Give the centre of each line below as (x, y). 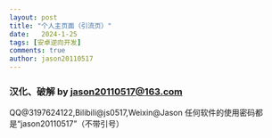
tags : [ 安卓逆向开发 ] (45, 42)
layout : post (33, 17)
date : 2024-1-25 (43, 34)
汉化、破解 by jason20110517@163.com (96, 92)
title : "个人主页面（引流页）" (61, 26)
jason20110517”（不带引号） (73, 124)
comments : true (37, 51)
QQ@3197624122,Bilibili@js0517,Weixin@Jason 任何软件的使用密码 (132, 113)
